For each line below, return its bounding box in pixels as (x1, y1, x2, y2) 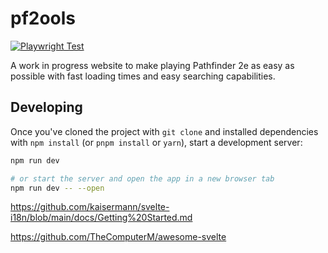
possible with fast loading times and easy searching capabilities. (10, 70, 276, 82)
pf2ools (10, 7, 77, 30)
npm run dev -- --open (10, 183, 105, 193)
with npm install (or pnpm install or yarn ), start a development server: (10, 136, 303, 148)
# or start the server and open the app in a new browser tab (10, 173, 275, 184)
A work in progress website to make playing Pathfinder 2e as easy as (10, 59, 295, 71)
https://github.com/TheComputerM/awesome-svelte (10, 231, 227, 243)
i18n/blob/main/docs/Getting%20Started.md (10, 212, 193, 224)
